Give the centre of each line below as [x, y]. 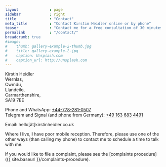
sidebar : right [35, 14]
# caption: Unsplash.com [34, 55]
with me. [14, 145]
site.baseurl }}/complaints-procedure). [51, 159]
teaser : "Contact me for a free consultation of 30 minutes [84, 28]
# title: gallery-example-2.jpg [42, 51]
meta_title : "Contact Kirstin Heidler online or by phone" [78, 23]
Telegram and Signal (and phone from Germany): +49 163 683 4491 [74, 115]
